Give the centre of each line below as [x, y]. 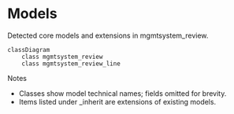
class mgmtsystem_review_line [71, 64]
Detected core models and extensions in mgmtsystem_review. [108, 35]
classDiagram [29, 50]
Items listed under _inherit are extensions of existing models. [117, 101]
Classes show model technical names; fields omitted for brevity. [123, 93]
